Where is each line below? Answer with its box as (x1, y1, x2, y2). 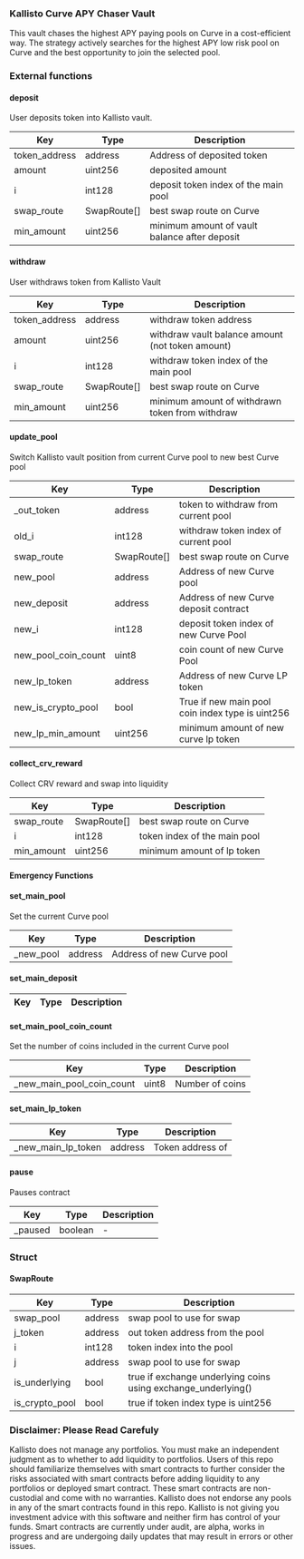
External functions (9, 70, 93, 83)
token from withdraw (148, 406, 238, 419)
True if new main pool (179, 695, 271, 707)
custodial (9, 1493, 43, 1504)
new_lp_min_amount (14, 726, 101, 739)
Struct (9, 1251, 38, 1263)
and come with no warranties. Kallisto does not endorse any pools (44, 1493, 292, 1504)
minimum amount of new (179, 721, 285, 734)
